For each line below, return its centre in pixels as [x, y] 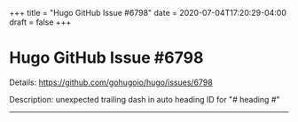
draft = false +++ [40, 22]
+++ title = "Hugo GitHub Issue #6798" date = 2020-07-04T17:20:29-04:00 [148, 13]
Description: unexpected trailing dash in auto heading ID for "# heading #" [145, 99]
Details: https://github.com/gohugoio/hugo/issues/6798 [111, 82]
